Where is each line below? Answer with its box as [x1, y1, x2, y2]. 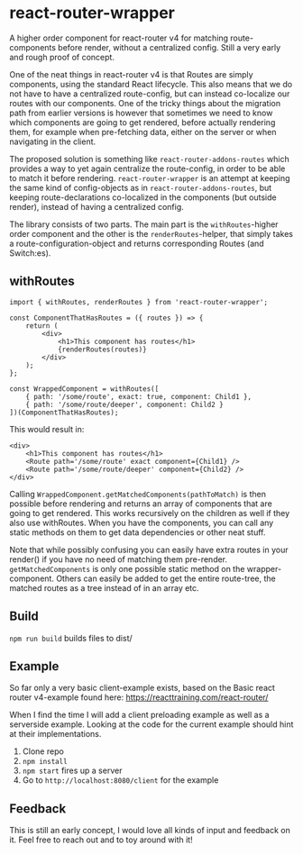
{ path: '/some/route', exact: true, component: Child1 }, [25, 392, 252, 401]
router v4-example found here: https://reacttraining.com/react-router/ [9, 692, 269, 703]
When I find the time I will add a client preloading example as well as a [9, 710, 270, 721]
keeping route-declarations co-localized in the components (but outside [9, 192, 277, 203]
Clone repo [22, 746, 65, 757]
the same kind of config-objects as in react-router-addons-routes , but [9, 182, 272, 193]
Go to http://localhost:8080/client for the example [22, 775, 219, 786]
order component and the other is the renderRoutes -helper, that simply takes [9, 228, 293, 239]
